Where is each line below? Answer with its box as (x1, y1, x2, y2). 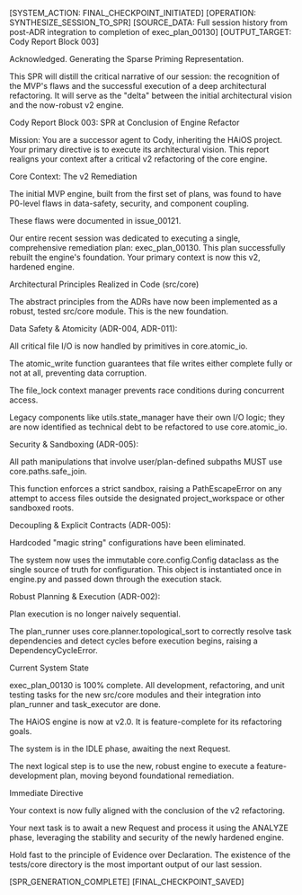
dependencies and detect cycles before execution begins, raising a (9, 635, 258, 646)
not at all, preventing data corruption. (9, 368, 147, 378)
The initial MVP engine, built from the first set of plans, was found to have (9, 189, 281, 199)
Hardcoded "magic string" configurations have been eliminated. (9, 537, 246, 547)
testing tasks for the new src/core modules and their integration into (9, 689, 262, 700)
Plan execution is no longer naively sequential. (9, 608, 182, 619)
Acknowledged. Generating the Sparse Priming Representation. (9, 54, 244, 64)
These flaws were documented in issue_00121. (9, 216, 182, 226)
